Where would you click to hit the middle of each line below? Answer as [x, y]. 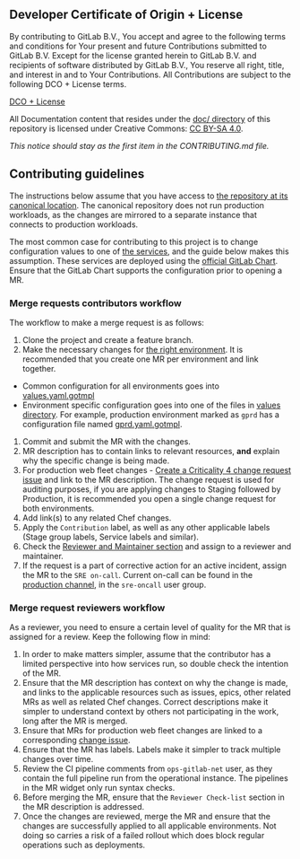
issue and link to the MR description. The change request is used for [148, 479]
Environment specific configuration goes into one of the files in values [151, 405]
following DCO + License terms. [68, 83]
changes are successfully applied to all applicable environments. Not [149, 826]
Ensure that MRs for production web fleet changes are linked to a [142, 731]
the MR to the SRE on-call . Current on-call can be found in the [137, 574]
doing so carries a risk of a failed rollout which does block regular [143, 836]
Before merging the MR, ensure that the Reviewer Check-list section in [153, 797]
